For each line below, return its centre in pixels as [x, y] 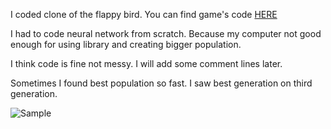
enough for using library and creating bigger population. [126, 44]
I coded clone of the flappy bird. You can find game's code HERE [144, 14]
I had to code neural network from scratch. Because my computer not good [166, 33]
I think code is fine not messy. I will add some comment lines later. [146, 63]
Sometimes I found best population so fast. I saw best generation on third [161, 83]
